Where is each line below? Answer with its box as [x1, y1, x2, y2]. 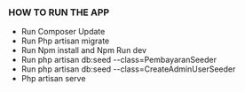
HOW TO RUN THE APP [8, 6, 110, 19]
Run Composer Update [20, 27, 106, 37]
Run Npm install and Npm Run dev [20, 45, 147, 56]
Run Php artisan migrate [20, 35, 110, 46]
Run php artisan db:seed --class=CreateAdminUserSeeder [20, 64, 236, 74]
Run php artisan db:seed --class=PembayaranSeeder [20, 55, 217, 65]
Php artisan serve [20, 73, 86, 84]
